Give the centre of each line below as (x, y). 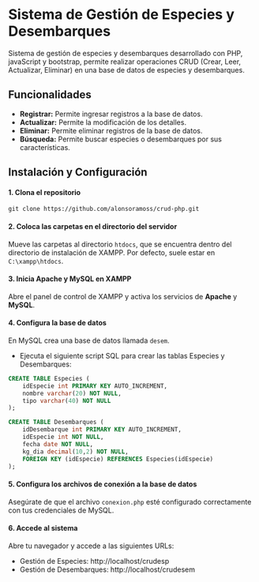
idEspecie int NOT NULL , (63, 437)
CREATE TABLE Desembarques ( (56, 422)
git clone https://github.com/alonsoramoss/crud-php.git (104, 209)
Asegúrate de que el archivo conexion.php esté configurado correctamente (130, 501)
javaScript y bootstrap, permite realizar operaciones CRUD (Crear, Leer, (125, 62)
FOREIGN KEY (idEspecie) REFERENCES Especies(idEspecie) (118, 459)
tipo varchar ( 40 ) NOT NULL (67, 400)
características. (45, 147)
